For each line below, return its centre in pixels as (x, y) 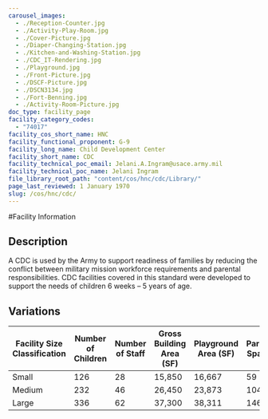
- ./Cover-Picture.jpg (53, 38)
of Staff (130, 354)
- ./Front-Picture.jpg (53, 75)
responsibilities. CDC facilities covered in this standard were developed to (130, 278)
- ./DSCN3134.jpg (44, 90)
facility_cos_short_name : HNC (59, 134)
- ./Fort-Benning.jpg (51, 97)
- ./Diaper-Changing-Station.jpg (71, 45)
